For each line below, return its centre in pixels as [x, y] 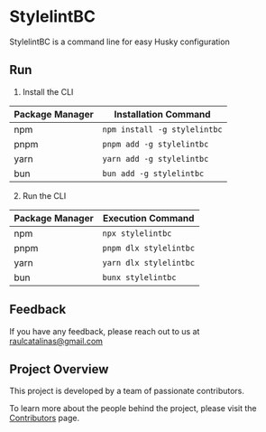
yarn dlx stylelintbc [149, 263]
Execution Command [148, 218]
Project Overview [59, 369]
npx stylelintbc [137, 233]
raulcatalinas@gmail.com [56, 341]
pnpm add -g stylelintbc [156, 144]
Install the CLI [48, 91]
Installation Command [162, 114]
